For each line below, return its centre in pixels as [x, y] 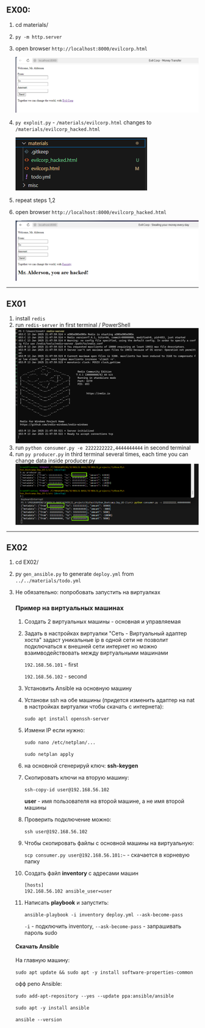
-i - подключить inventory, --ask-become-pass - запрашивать [103, 926]
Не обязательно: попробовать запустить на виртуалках [88, 592]
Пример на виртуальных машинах [69, 608]
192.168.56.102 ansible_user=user [68, 891]
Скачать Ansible [37, 947]
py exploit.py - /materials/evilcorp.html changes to [83, 122]
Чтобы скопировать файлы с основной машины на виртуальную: [109, 843]
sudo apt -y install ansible [52, 1008]
